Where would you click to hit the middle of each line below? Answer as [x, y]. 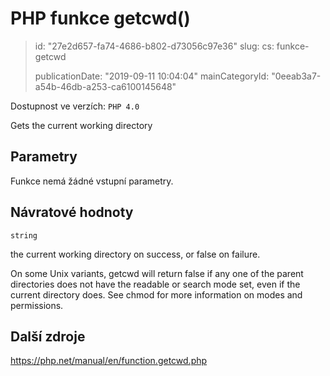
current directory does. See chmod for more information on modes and [156, 294]
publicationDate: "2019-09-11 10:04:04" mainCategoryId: [152, 76]
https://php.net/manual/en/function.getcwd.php [109, 361]
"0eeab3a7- [296, 76]
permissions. [37, 305]
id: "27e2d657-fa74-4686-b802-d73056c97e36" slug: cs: [154, 46]
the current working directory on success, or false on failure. [135, 254]
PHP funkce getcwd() [100, 18]
